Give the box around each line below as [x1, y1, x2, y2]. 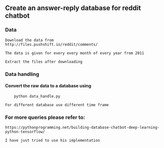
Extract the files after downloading [5, 59, 83, 64]
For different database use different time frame [5, 102, 109, 108]
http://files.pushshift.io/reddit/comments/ [5, 42, 98, 47]
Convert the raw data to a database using [5, 83, 92, 89]
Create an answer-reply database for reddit [5, 4, 141, 12]
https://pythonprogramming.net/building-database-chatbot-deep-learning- [5, 125, 160, 130]
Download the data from [5, 37, 54, 42]
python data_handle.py [14, 94, 61, 99]
